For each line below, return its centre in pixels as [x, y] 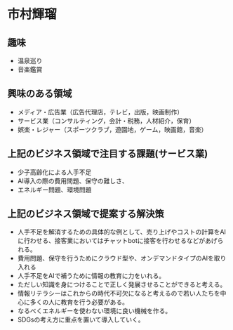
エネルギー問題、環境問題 [54, 190]
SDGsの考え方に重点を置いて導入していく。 [81, 319]
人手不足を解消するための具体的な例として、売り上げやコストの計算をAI [122, 232]
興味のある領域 [40, 94]
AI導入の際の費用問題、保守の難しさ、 [73, 180]
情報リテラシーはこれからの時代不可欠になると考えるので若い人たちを [119, 293]
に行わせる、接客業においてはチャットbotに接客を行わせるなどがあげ [117, 241]
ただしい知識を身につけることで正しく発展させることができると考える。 [122, 284]
